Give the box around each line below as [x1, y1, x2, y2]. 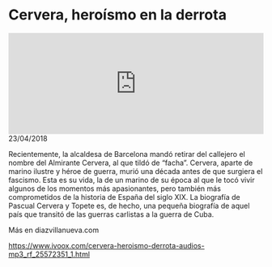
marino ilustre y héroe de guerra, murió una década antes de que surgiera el [8, 166, 263, 176]
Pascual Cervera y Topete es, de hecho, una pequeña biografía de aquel [8, 201, 250, 210]
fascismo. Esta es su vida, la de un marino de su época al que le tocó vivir [8, 175, 255, 184]
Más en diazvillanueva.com [8, 225, 100, 235]
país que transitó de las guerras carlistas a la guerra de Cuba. [8, 209, 215, 219]
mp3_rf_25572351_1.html [8, 249, 91, 259]
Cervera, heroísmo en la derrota [8, 6, 227, 24]
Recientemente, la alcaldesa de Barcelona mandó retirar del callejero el [8, 149, 245, 159]
